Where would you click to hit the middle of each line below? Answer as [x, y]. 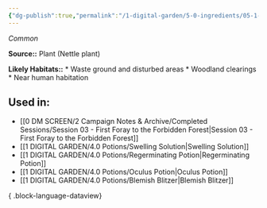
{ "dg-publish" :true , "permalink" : [64, 15]
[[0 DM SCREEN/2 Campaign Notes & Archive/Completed [114, 121]
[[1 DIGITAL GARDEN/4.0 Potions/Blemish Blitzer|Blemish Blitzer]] [127, 180]
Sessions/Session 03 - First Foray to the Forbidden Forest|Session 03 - [136, 130]
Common [23, 38]
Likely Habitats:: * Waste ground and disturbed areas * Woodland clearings [132, 69]
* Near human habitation [48, 77]
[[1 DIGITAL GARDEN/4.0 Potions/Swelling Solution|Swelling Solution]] [134, 147]
